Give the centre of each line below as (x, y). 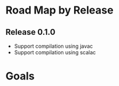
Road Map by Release (59, 10)
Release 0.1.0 (30, 32)
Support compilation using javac (53, 46)
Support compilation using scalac (55, 52)
